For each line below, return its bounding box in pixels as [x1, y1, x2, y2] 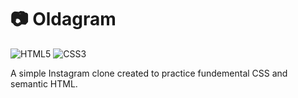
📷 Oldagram [10, 8, 117, 31]
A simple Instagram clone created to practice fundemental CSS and [10, 67, 288, 79]
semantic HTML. [10, 77, 78, 90]
